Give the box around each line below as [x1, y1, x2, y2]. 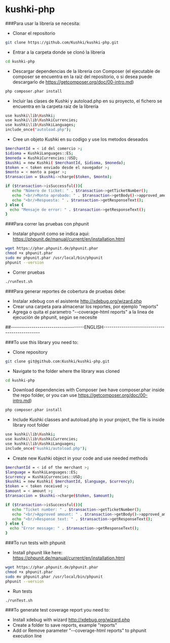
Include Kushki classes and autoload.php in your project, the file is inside [12, 417, 165, 423]
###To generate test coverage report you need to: [5, 607, 110, 613]
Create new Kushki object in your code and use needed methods [12, 455, 148, 461]
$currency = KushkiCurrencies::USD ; [5, 474, 82, 479]
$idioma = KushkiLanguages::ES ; [5, 150, 73, 156]
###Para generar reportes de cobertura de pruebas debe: [5, 288, 126, 294]
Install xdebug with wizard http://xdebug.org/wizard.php [12, 617, 130, 623]
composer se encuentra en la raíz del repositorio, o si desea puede [12, 73, 153, 80]
